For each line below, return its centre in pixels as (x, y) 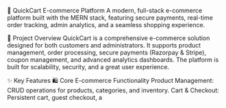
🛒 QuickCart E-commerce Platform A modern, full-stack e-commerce (105, 11)
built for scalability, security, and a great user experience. (88, 67)
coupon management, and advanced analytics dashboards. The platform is (113, 60)
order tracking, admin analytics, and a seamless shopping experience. (106, 25)
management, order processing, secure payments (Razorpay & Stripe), (107, 52)
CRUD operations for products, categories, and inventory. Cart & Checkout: (113, 90)
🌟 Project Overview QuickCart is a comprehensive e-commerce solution (109, 38)
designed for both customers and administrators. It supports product (104, 45)
